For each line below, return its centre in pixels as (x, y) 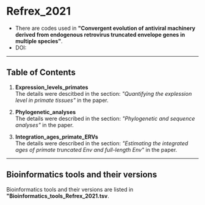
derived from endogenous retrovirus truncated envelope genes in (100, 34)
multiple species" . (39, 41)
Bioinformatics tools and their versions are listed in (70, 189)
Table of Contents (41, 72)
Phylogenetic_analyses (45, 112)
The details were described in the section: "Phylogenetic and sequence (105, 118)
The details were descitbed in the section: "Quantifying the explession (103, 93)
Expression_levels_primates (52, 87)
